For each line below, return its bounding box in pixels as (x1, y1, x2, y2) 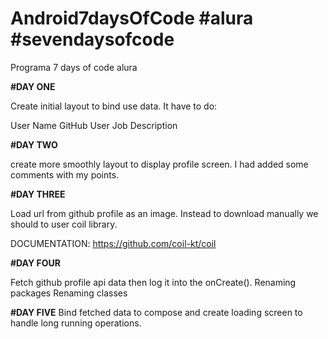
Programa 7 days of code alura (10, 61, 138, 73)
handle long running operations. (10, 317, 142, 329)
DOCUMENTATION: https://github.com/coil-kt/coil (10, 237, 217, 249)
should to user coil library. (10, 218, 118, 230)
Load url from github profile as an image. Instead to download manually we (10, 207, 319, 219)
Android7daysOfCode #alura (10, 7, 254, 30)
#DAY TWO (10, 138, 58, 151)
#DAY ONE (10, 80, 56, 92)
